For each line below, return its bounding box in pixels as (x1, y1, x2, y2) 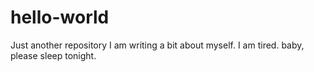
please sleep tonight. (10, 49, 97, 61)
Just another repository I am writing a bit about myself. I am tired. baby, (10, 39, 305, 51)
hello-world (10, 6, 110, 29)
